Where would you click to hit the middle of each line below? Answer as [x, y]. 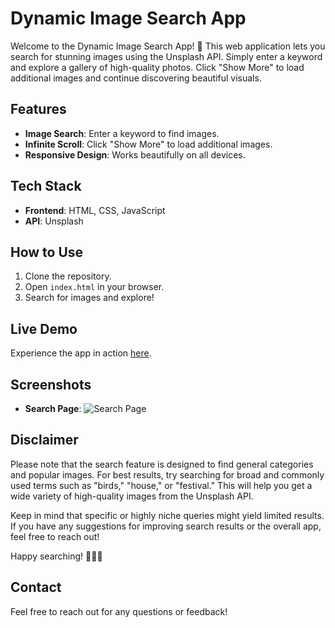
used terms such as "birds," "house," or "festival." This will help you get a [161, 485]
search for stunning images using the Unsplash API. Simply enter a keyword [166, 56]
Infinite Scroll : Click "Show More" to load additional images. [148, 144]
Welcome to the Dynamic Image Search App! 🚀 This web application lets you [168, 46]
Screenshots [51, 384]
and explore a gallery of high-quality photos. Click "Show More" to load [157, 67]
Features [38, 109]
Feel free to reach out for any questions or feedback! [119, 611]
